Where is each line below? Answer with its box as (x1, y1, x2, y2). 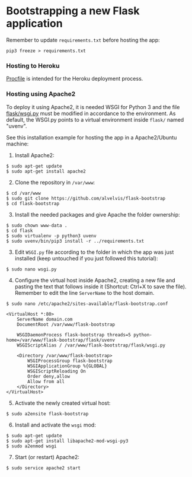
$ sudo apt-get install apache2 (6, 168, 86, 174)
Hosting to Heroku (6, 61, 60, 69)
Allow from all (27, 379, 65, 384)
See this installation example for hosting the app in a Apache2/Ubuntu (6, 133, 177, 141)
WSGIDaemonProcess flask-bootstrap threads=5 (17, 332, 132, 338)
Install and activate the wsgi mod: (14, 421, 96, 428)
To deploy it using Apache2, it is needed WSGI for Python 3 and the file (6, 103, 180, 110)
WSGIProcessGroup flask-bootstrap (27, 358, 113, 364)
